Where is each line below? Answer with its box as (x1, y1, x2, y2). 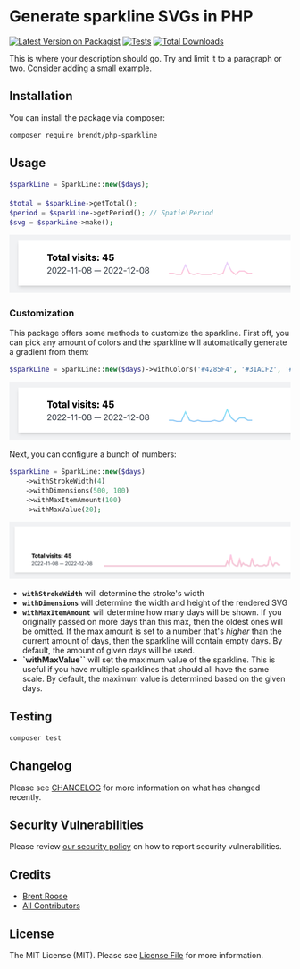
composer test (9, 733, 62, 743)
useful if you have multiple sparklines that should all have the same (21, 664, 270, 675)
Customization (9, 307, 75, 319)
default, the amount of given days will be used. (21, 645, 195, 656)
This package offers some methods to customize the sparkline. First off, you (9, 327, 290, 338)
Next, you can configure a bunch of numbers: (9, 449, 177, 459)
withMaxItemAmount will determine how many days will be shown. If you (21, 607, 282, 618)
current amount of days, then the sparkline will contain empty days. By (21, 636, 283, 646)
